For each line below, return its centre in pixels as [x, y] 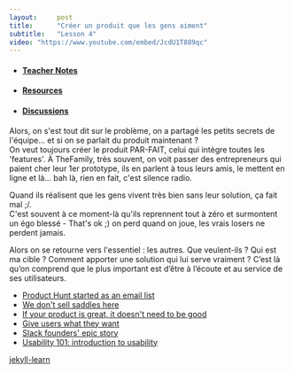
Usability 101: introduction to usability [89, 342]
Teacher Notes [50, 70]
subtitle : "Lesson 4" [53, 34]
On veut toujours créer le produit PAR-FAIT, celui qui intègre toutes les [137, 149]
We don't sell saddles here [70, 304]
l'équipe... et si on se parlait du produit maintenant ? [104, 140]
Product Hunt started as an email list [88, 295]
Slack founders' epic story [70, 332]
